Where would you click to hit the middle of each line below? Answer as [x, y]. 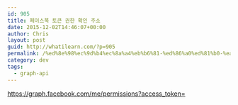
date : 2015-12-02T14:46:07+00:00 [57, 27]
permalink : [23, 54]
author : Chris [28, 34]
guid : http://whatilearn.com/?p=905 [61, 47]
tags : [15, 67]
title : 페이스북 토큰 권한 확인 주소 [54, 21]
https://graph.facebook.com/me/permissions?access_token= [96, 94]
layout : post [27, 40]
